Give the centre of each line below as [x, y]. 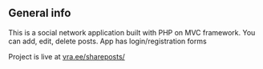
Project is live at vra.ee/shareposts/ [67, 56]
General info [40, 13]
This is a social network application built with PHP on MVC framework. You [132, 32]
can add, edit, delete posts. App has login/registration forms [107, 41]
